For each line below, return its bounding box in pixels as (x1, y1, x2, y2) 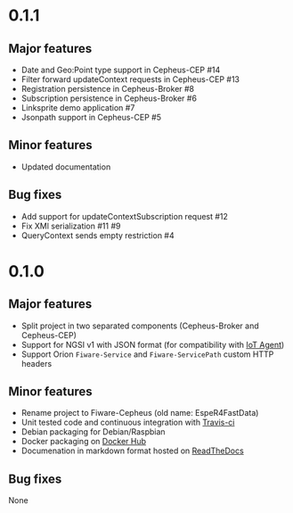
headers (20, 358, 53, 368)
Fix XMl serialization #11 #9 (20, 220, 121, 231)
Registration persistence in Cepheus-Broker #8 (20, 84, 195, 94)
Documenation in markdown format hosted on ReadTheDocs (20, 445, 244, 456)
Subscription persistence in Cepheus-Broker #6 (20, 93, 198, 103)
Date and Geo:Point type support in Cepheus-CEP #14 (20, 64, 221, 75)
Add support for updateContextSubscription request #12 (20, 211, 229, 221)
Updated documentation (20, 161, 111, 172)
